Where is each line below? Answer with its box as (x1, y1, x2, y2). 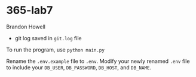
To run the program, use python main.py (6, 46, 105, 53)
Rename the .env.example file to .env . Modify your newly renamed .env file (6, 57, 190, 65)
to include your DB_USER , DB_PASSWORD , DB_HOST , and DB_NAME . (6, 63, 152, 71)
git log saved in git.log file (14, 34, 82, 41)
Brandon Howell (6, 23, 46, 30)
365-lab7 (6, 4, 53, 17)
